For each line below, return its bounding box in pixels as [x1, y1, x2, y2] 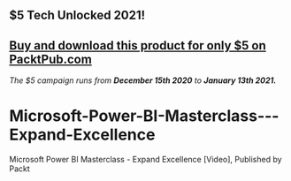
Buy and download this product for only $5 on [9, 38, 267, 53]
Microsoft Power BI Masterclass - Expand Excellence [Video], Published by [9, 155, 282, 165]
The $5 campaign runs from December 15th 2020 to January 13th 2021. [9, 75, 277, 86]
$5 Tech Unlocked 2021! [9, 8, 146, 23]
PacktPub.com [9, 51, 93, 66]
